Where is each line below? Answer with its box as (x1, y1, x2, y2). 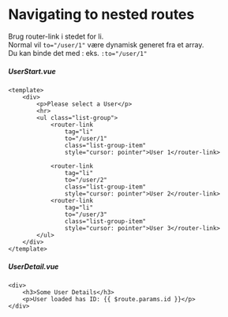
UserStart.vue (8, 66, 57, 76)
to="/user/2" (64, 176, 108, 184)
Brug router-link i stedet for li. (8, 32, 104, 41)
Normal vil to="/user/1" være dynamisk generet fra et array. (8, 39, 204, 49)
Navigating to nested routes (8, 6, 195, 24)
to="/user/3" (64, 211, 108, 218)
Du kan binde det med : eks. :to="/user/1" (8, 48, 148, 58)
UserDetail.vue (8, 262, 59, 271)
